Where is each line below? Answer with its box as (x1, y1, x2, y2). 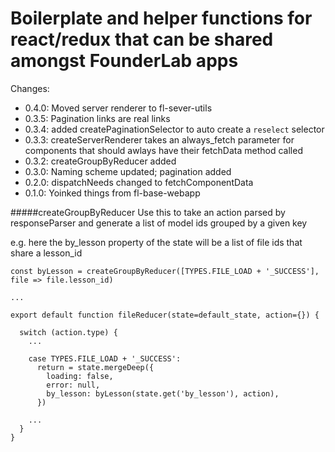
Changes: (10, 82, 50, 94)
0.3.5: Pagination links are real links (24, 112, 171, 124)
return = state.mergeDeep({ (36, 362, 155, 372)
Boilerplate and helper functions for (10, 7, 313, 30)
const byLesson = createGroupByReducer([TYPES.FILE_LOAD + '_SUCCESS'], (10, 266, 320, 276)
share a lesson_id (10, 247, 83, 259)
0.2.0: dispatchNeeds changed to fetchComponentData (24, 176, 254, 188)
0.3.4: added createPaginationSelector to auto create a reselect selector (24, 123, 325, 135)
